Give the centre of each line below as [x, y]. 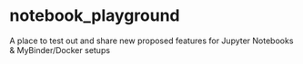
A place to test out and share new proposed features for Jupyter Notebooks [151, 41]
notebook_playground [95, 16]
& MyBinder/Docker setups [60, 50]
